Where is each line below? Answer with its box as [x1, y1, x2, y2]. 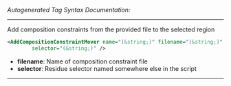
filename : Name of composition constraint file [16, 57, 148, 66]
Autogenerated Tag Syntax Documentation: [7, 6, 131, 14]
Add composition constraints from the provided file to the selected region [7, 25, 215, 33]
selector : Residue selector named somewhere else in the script [16, 64, 197, 72]
